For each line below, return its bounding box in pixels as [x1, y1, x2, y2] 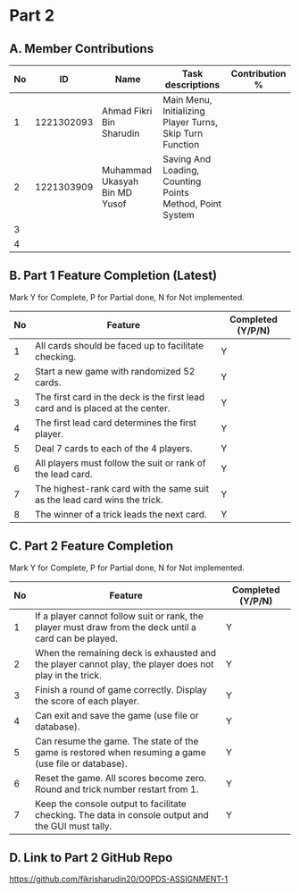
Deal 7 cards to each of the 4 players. [35, 442, 193, 454]
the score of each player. [35, 695, 140, 707]
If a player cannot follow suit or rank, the [35, 610, 204, 622]
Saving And [162, 153, 212, 165]
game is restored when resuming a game [35, 746, 206, 758]
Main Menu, [162, 94, 212, 105]
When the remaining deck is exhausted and [35, 646, 217, 659]
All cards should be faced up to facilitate [35, 339, 204, 351]
